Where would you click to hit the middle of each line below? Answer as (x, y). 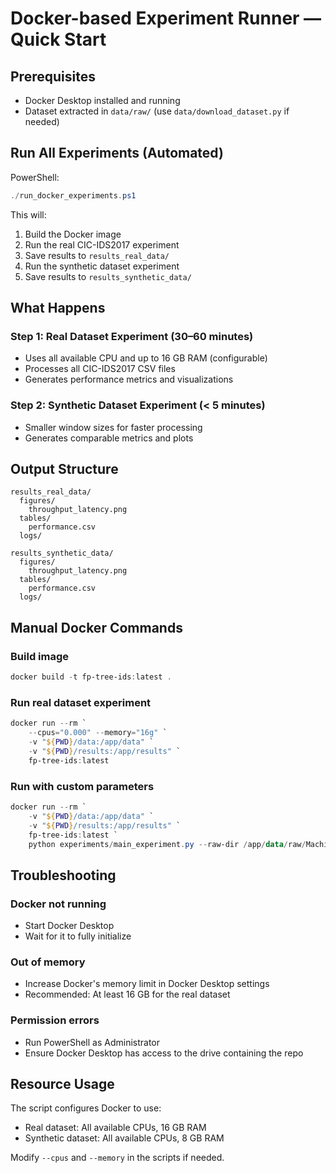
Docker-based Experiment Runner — (166, 18)
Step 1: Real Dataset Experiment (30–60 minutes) (132, 336)
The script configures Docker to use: (86, 1108)
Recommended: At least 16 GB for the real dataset (127, 994)
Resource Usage (62, 1084)
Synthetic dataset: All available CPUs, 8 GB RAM (124, 1138)
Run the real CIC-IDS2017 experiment (102, 244)
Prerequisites (53, 76)
